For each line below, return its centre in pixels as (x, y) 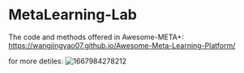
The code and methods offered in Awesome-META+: (96, 37)
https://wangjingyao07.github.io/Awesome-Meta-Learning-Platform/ (122, 45)
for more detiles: (36, 61)
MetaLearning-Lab (73, 15)
